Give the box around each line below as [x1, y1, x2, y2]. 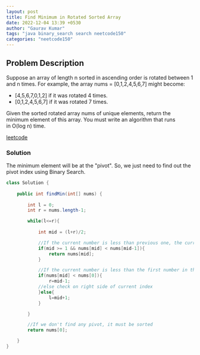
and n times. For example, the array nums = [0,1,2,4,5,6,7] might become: [6, 80, 186, 87]
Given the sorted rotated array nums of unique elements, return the [6, 109, 171, 116]
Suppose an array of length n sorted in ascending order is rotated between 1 [6, 74, 193, 81]
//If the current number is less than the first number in [37, 267, 187, 273]
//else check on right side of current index [37, 284, 153, 290]
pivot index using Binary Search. [6, 169, 86, 176]
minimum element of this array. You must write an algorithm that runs [6, 116, 176, 123]
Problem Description [6, 58, 85, 68]
